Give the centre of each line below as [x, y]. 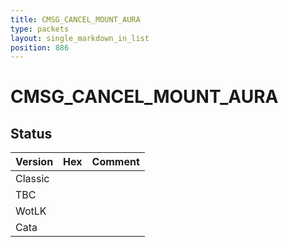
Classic [32, 179]
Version [34, 162]
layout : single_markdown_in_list [80, 38]
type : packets [40, 29]
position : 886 [40, 47]
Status [31, 133]
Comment [115, 162]
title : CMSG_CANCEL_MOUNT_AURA [75, 19]
